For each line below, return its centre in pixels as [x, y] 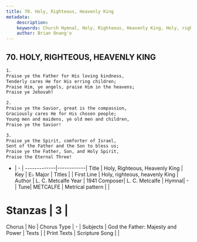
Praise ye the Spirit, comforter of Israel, [61, 141]
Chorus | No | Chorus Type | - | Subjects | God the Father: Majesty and [91, 227]
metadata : [18, 17]
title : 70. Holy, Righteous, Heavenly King [60, 11]
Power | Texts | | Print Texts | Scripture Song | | [63, 233]
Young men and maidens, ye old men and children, [68, 119]
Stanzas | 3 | [37, 211]
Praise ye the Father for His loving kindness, [65, 76]
